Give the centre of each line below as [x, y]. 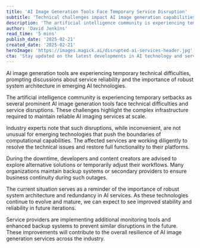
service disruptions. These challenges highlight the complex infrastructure [97, 110]
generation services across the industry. [56, 238]
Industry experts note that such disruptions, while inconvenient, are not [93, 128]
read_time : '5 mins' [32, 34]
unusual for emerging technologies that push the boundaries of [84, 134]
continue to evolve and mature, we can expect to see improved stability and [99, 201]
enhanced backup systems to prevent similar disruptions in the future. [92, 226]
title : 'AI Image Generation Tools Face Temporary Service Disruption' [97, 12]
